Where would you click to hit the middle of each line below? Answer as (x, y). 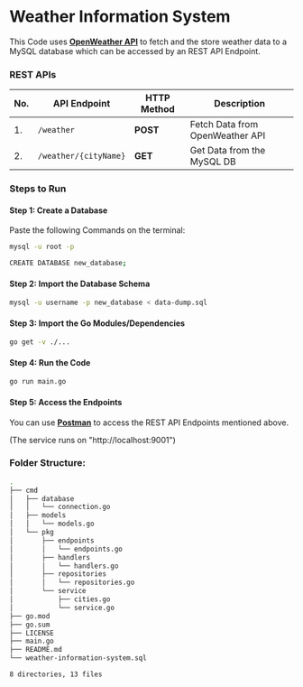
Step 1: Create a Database (59, 210)
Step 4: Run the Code (50, 362)
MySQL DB (213, 162)
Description (239, 104)
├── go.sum (30, 625)
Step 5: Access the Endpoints (66, 402)
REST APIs (33, 74)
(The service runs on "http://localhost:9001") (92, 440)
